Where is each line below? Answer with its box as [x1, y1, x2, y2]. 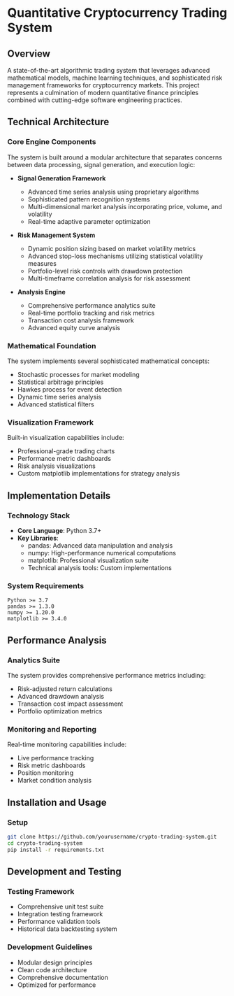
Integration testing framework [17, 910, 103, 918]
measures [27, 259, 57, 267]
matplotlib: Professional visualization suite [27, 556, 149, 564]
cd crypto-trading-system [7, 839, 82, 847]
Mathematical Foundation [7, 341, 96, 350]
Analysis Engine [17, 287, 66, 296]
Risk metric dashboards [17, 761, 86, 770]
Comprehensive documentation [17, 973, 108, 981]
